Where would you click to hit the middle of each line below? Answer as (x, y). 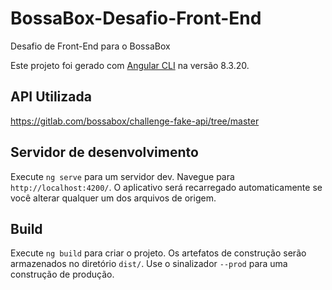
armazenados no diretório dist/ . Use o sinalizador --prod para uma (149, 264)
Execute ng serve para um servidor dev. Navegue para (122, 176)
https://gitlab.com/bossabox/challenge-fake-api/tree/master (135, 121)
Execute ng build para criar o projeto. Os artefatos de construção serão (158, 253)
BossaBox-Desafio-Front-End (136, 18)
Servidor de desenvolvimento (104, 152)
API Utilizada (51, 97)
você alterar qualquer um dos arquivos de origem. (113, 198)
